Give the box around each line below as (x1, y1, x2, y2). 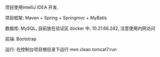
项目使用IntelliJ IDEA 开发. (5, 4, 59, 10)
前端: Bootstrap (5, 36, 37, 42)
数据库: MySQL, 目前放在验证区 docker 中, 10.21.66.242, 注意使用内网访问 (5, 25, 156, 31)
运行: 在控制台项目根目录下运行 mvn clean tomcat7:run (5, 47, 117, 52)
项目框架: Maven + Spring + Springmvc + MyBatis (5, 15, 107, 21)
